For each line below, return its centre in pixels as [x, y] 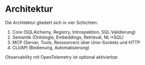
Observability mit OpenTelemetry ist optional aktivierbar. [62, 57]
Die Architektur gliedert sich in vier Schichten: [52, 22]
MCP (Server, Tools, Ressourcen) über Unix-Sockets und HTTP [76, 42]
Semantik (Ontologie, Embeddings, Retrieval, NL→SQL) [68, 37]
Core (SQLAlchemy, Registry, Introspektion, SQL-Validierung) [74, 32]
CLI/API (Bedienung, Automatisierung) [51, 47]
